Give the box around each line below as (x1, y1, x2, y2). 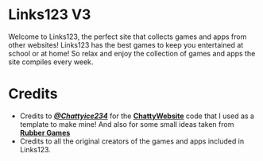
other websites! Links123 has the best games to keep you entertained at (8, 40, 244, 49)
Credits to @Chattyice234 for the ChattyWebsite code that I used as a (19, 111, 254, 121)
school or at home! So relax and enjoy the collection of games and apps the (8, 48, 256, 58)
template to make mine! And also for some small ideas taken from (19, 119, 234, 128)
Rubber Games (19, 128, 71, 137)
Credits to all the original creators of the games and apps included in (19, 136, 245, 146)
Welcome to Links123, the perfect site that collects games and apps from (8, 32, 247, 41)
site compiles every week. (8, 57, 94, 67)
